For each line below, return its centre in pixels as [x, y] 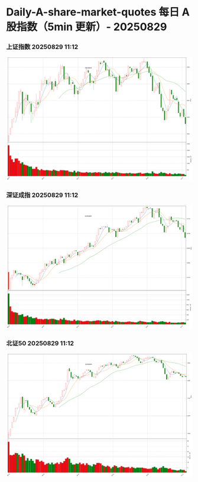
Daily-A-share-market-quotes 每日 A [98, 12]
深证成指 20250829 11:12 [42, 195]
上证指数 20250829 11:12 [42, 47]
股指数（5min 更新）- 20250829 [87, 27]
